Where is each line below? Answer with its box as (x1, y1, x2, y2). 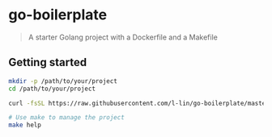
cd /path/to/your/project (8, 85, 96, 93)
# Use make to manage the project (8, 114, 125, 122)
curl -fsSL (8, 99, 45, 107)
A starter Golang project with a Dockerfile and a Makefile (28, 32, 219, 42)
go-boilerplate (8, 6, 108, 24)
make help (8, 121, 42, 130)
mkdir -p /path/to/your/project (8, 77, 117, 85)
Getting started (8, 56, 87, 69)
